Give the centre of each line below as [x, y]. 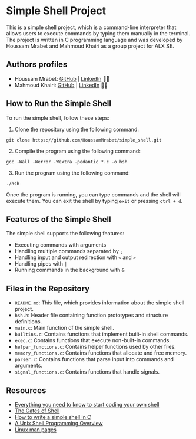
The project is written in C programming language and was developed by [94, 40]
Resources [26, 390]
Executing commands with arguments [60, 245]
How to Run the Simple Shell [59, 104]
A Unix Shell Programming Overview [59, 423]
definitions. [28, 322]
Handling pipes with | [41, 264]
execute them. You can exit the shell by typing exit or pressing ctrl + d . [94, 201]
